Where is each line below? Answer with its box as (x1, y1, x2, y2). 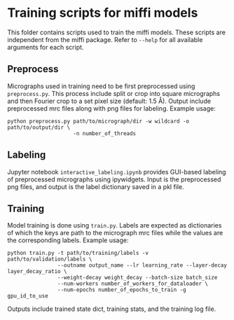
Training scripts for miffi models (7, 5, 198, 21)
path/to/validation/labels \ (7, 256, 92, 263)
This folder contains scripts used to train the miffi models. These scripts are (7, 28, 226, 36)
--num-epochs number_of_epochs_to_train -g (57, 286, 187, 293)
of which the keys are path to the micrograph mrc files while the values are (7, 229, 223, 237)
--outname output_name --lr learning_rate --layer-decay (57, 262, 228, 269)
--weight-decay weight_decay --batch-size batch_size (57, 274, 218, 281)
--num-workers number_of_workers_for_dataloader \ (57, 280, 209, 288)
